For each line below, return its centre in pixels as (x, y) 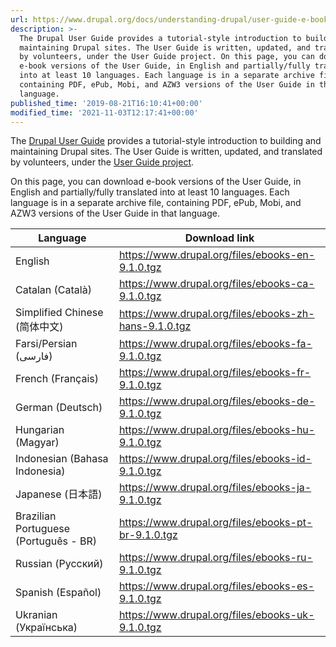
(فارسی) (34, 356)
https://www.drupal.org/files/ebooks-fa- (215, 344)
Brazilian (36, 516)
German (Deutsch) (59, 408)
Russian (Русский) (59, 564)
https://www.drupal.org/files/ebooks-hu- (217, 430)
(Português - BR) (56, 541)
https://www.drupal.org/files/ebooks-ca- (216, 284)
